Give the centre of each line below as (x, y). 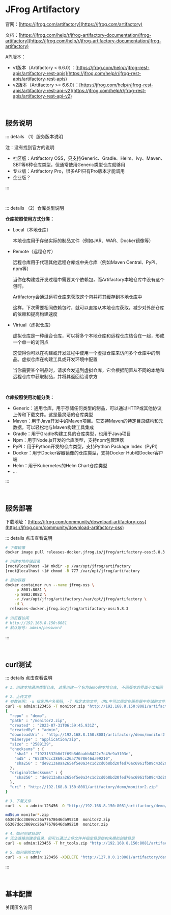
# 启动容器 (15, 580)
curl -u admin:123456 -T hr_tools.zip (46, 843)
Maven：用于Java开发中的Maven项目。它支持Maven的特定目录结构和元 (88, 421)
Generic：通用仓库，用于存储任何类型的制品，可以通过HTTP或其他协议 (87, 408)
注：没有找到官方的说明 (30, 147)
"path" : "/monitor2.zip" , (38, 720)
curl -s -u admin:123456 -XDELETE (42, 857)
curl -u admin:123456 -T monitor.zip (45, 706)
